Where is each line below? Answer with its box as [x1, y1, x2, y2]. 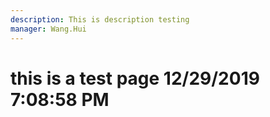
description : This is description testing [10, 14, 190, 25]
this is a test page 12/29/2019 [10, 67, 260, 90]
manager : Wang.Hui [10, 24, 87, 34]
